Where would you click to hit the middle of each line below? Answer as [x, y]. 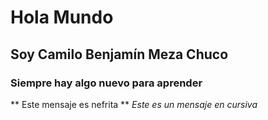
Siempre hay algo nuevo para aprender [106, 83]
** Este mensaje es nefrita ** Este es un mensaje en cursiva [134, 104]
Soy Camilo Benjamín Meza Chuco [119, 54]
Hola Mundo [62, 17]
